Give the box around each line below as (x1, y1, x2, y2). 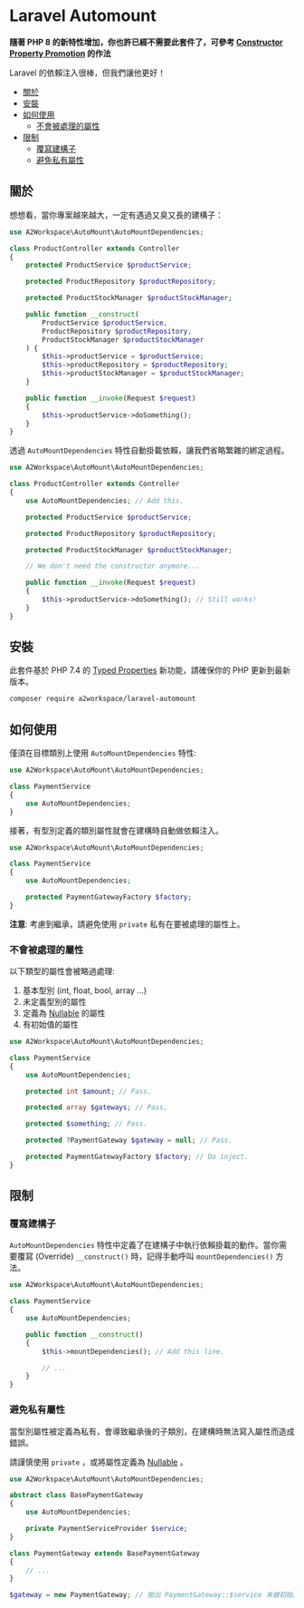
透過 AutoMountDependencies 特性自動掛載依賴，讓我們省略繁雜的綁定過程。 (9, 445, 290, 456)
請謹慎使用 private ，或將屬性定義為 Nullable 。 (9, 1457, 188, 1467)
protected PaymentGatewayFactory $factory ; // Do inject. (25, 1153, 249, 1162)
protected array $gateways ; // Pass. (25, 1103, 168, 1112)
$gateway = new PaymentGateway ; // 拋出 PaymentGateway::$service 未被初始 (9, 1591, 293, 1600)
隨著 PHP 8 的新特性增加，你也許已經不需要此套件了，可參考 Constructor (9, 36, 283, 47)
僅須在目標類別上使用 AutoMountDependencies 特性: (9, 747, 197, 758)
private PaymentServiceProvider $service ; (25, 1525, 188, 1534)
